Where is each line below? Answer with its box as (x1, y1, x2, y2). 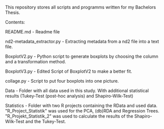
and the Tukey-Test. (25, 119, 66, 124)
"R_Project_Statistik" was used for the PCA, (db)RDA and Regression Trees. (5, 108, 160, 114)
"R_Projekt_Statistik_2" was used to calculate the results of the (5, 113, 133, 119)
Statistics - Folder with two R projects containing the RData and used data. (5, 103, 158, 109)
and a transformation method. (5, 59, 66, 64)
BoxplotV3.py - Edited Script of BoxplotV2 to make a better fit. (5, 68, 133, 74)
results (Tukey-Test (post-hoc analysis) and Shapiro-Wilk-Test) (5, 93, 134, 99)
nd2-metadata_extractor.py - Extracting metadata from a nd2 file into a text (5, 38, 159, 44)
